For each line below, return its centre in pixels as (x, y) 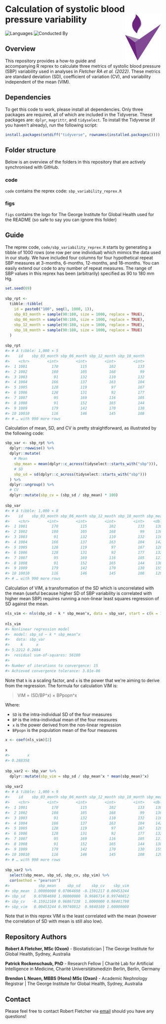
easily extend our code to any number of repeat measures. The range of (79, 268)
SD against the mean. (27, 604)
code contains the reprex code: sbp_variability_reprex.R (63, 191)
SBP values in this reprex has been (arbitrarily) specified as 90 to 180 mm (80, 273)
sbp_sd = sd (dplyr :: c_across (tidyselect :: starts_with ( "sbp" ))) (81, 474)
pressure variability (46, 20)
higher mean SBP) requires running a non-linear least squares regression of (82, 599)
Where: (13, 705)
